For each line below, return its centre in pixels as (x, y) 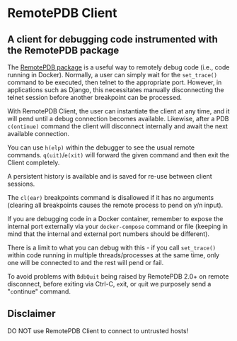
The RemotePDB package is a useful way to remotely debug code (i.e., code (118, 67)
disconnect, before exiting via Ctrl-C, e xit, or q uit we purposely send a (109, 284)
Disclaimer (31, 314)
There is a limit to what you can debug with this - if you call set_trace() (112, 247)
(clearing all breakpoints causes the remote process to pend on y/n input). (115, 205)
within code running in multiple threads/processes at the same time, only (114, 255)
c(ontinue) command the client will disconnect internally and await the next (118, 126)
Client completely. (34, 162)
